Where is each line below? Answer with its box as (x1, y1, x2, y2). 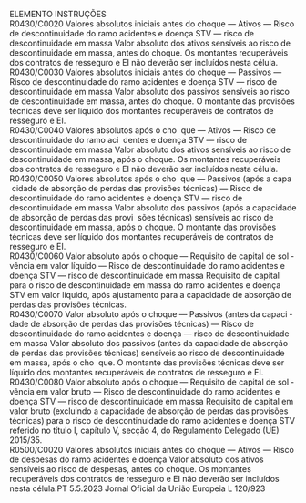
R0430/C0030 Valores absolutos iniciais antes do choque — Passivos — (9, 67, 282, 77)
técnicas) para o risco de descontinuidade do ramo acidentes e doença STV (9, 416, 296, 426)
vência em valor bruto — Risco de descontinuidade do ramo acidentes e (9, 386, 280, 396)
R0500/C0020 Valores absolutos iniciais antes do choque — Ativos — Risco (9, 445, 294, 455)
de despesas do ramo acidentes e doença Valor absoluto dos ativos (9, 454, 264, 465)
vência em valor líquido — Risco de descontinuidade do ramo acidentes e (9, 261, 285, 271)
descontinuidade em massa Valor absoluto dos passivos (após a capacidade (9, 202, 297, 213)
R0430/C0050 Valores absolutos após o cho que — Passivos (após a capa (9, 173, 292, 184)
